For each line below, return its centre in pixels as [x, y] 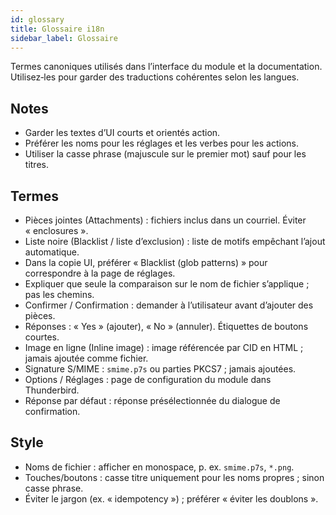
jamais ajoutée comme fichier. [86, 358]
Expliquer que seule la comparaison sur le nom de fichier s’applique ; [167, 284]
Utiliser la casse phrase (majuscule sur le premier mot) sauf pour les [165, 154]
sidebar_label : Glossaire [64, 38]
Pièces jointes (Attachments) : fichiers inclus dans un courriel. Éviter [165, 220]
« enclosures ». [56, 230]
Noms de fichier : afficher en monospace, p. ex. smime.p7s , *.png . [159, 467]
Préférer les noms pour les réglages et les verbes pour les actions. [161, 143]
